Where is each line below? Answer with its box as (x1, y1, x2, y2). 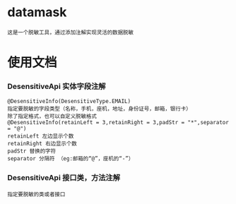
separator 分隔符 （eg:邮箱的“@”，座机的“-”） (7, 155, 134, 162)
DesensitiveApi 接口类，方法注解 (7, 173, 121, 183)
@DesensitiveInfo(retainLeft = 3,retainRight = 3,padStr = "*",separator (7, 119, 230, 126)
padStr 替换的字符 (7, 148, 57, 155)
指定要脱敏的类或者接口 (7, 191, 66, 198)
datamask (7, 4, 67, 20)
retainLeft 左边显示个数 (7, 133, 74, 140)
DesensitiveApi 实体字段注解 (7, 82, 106, 92)
